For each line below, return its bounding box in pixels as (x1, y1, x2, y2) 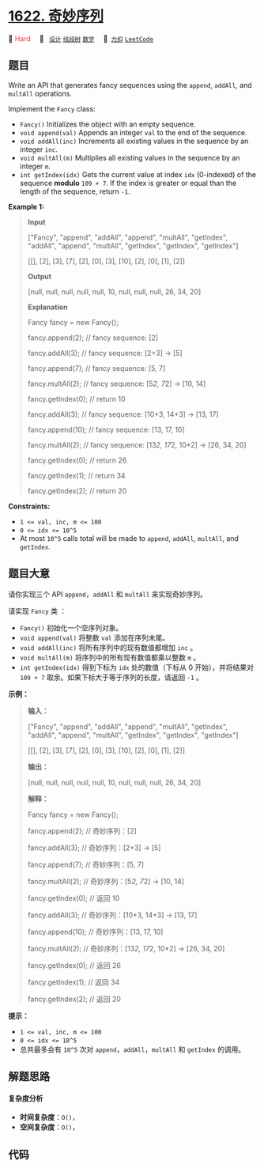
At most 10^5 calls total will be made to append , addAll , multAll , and (19, 533, 239, 542)
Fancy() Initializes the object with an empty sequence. (19, 119, 196, 129)
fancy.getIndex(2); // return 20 (27, 486, 127, 495)
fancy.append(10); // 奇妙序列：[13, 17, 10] (27, 927, 164, 936)
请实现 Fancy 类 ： (8, 606, 67, 615)
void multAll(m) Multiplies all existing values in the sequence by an (19, 153, 240, 162)
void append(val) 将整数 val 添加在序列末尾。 (19, 633, 170, 642)
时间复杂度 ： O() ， (19, 1113, 80, 1122)
